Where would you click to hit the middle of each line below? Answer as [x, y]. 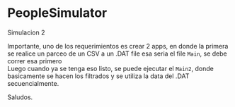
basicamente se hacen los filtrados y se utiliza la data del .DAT [98, 76]
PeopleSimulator [57, 13]
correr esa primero [35, 61]
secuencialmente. [33, 83]
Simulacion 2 [26, 32]
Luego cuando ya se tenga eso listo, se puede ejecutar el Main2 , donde [110, 68]
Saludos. [20, 97]
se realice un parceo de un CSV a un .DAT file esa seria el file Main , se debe [117, 53]
